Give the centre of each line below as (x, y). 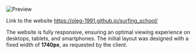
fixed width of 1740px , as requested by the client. (67, 45)
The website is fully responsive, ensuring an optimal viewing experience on (98, 32)
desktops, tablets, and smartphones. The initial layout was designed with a (97, 38)
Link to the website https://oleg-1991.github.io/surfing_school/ (82, 20)
